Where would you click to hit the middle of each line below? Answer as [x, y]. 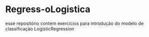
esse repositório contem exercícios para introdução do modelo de [74, 23]
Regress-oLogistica [48, 9]
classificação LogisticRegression [40, 28]
